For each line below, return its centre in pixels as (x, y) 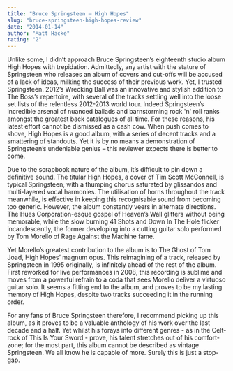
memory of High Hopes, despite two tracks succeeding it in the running (110, 295)
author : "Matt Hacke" (39, 33)
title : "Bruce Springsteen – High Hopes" (68, 14)
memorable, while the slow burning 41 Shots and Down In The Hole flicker (113, 221)
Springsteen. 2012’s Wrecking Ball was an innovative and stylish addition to (115, 89)
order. (16, 302)
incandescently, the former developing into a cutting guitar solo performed (114, 229)
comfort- (207, 338)
